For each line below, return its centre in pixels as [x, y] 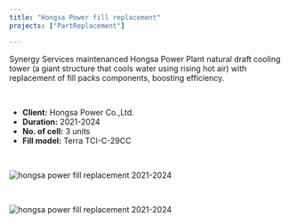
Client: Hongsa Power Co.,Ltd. [78, 112]
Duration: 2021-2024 [61, 122]
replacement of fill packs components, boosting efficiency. [117, 77]
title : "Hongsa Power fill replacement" [85, 17]
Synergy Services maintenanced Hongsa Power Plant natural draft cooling [145, 59]
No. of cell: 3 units [56, 131]
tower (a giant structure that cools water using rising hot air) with [128, 68]
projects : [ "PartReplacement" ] [67, 26]
